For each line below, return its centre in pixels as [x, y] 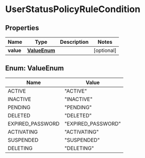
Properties [22, 28]
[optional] [105, 50]
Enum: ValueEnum [35, 68]
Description [74, 42]
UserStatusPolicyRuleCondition [73, 9]
